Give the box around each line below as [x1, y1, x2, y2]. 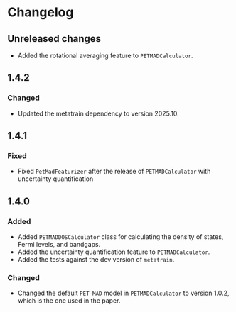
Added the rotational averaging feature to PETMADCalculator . [17, 51, 193, 60]
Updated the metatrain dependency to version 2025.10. [17, 109, 179, 118]
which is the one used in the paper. [17, 296, 121, 305]
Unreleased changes [7, 33, 102, 45]
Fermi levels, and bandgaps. [17, 240, 101, 249]
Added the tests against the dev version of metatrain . [17, 255, 175, 264]
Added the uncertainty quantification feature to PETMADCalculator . [17, 247, 210, 256]
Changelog [7, 4, 74, 21]
